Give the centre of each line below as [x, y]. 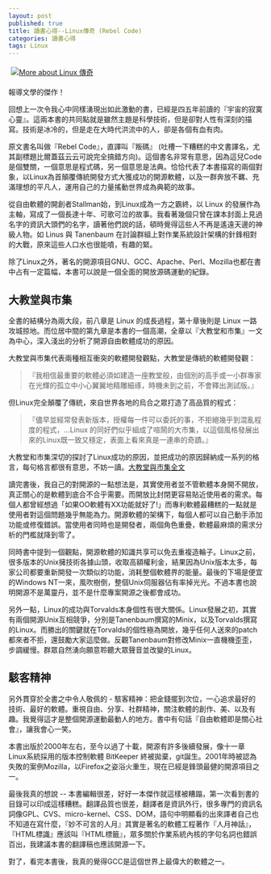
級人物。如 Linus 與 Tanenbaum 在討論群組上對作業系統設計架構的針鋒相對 [133, 234]
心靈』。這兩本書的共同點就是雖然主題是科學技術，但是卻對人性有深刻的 [127, 120]
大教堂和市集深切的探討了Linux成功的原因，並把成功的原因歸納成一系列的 [130, 456]
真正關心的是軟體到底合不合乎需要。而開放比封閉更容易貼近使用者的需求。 [132, 494]
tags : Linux [28, 46]
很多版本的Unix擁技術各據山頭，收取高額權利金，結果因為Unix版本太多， [129, 561]
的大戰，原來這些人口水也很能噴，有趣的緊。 [83, 245]
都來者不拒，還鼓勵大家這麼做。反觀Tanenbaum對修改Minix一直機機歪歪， [132, 640]
